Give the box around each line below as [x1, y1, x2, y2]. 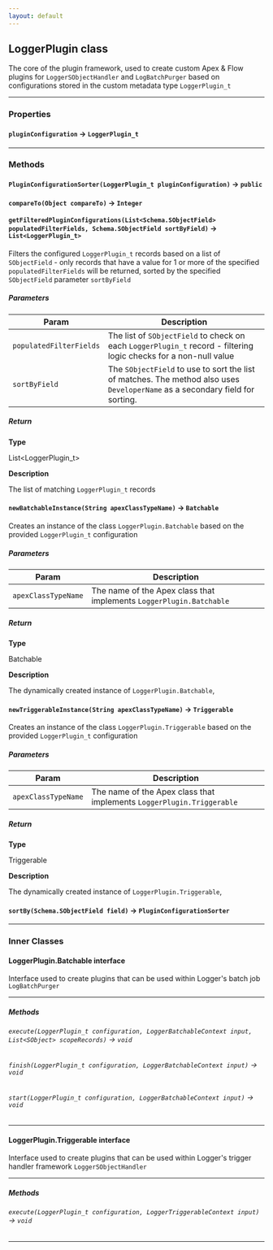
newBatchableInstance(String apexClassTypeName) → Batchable [8, 503, 219, 513]
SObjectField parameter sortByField [8, 274, 132, 284]
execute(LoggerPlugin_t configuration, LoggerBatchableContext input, [8, 1027, 253, 1036]
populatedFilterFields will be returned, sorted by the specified [8, 266, 221, 276]
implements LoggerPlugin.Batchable [91, 595, 230, 606]
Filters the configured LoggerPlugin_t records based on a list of [8, 249, 221, 258]
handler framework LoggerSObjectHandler [8, 1161, 148, 1171]
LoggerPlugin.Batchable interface [8, 956, 126, 966]
